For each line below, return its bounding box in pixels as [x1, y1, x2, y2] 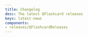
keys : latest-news [5, 16, 42, 21]
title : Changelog [5, 7, 40, 12]
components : [5, 20, 29, 25]
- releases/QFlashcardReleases [5, 25, 68, 30]
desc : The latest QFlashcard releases [5, 12, 83, 16]
